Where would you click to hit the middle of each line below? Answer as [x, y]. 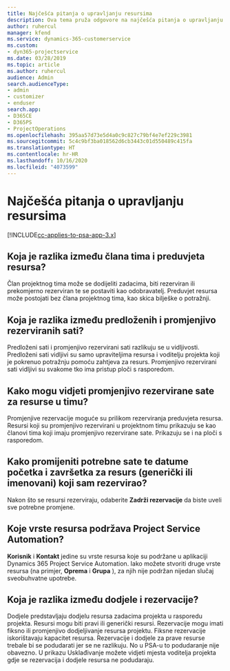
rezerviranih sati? [45, 331]
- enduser [21, 103]
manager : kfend [29, 33]
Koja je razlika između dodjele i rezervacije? [103, 600]
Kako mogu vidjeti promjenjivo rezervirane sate [111, 391]
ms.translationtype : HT [41, 148]
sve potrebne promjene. [41, 507]
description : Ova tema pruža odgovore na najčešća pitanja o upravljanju [115, 20]
